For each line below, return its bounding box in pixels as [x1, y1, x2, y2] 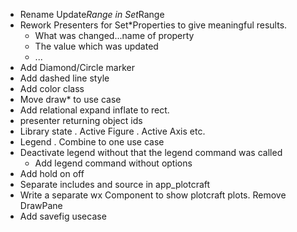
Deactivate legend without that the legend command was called [19, 147, 283, 158]
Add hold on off [19, 168, 85, 179]
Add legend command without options [34, 157, 193, 169]
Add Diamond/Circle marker [19, 62, 135, 73]
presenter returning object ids [19, 115, 143, 126]
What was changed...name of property [34, 30, 195, 41]
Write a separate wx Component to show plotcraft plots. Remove [19, 189, 287, 201]
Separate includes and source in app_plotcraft [19, 179, 211, 190]
